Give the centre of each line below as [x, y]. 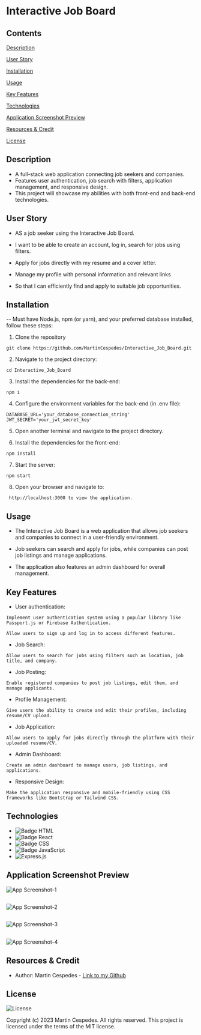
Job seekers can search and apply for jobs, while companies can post [101, 549]
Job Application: [35, 727]
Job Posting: [31, 672]
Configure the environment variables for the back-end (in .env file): [98, 404]
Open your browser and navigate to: [59, 487]
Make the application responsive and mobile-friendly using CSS [88, 793]
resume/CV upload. [29, 716]
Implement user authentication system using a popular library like [94, 618]
